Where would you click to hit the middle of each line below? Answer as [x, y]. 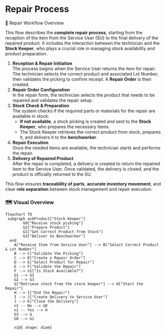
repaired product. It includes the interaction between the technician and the [83, 43]
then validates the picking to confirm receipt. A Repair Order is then [82, 79]
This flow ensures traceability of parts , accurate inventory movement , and [83, 184]
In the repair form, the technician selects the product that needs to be [83, 95]
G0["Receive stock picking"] [53, 223]
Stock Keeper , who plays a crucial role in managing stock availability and [80, 48]
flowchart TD [19, 215]
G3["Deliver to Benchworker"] [54, 236]
